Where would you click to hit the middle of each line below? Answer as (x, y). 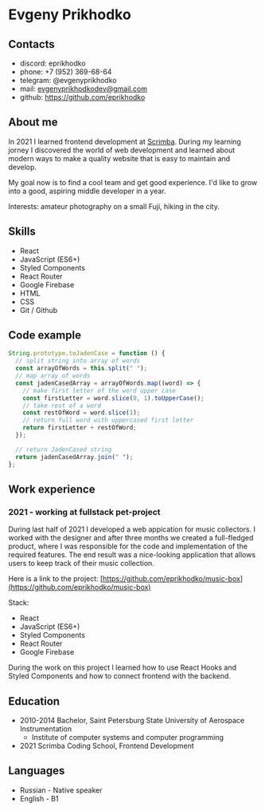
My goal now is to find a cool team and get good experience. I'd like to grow (133, 182)
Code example (45, 336)
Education (34, 701)
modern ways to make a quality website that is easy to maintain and (119, 158)
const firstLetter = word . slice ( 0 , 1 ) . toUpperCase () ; (113, 398)
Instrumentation (46, 729)
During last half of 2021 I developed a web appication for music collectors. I (132, 529)
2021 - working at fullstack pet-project (84, 512)
